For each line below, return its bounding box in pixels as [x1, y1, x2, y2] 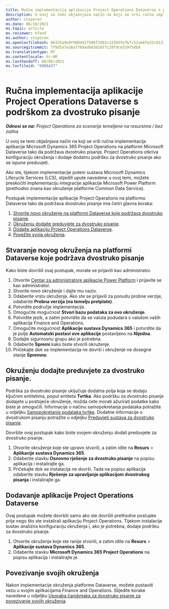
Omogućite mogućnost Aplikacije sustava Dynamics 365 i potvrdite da [13, 325, 161, 331]
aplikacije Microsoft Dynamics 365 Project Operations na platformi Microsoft [6, 144, 163, 150]
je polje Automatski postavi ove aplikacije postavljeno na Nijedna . [13, 330, 152, 336]
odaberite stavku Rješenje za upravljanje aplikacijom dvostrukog [13, 471, 150, 477]
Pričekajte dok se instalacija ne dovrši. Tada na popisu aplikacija [13, 466, 146, 472]
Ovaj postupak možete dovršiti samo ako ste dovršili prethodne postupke [6, 512, 157, 518]
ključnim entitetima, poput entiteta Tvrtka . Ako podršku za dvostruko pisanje [6, 393, 164, 399]
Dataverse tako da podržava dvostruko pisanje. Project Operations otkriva [6, 149, 158, 155]
